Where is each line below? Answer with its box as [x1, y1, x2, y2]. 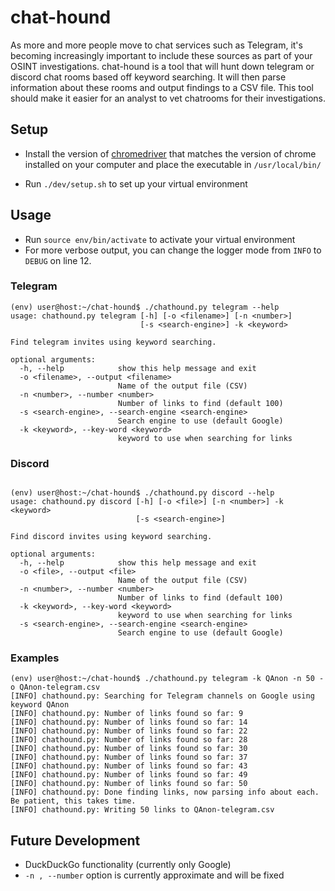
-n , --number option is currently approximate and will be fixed [24, 869, 285, 881]
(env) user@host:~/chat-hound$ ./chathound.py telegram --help [10, 302, 280, 312]
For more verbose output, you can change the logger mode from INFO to [24, 244, 322, 256]
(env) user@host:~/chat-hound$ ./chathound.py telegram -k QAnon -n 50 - [10, 674, 325, 684]
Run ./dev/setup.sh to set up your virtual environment [24, 177, 248, 190]
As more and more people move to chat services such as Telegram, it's [10, 39, 303, 51]
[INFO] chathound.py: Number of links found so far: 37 [10, 752, 248, 763]
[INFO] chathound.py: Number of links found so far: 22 [10, 726, 248, 736]
